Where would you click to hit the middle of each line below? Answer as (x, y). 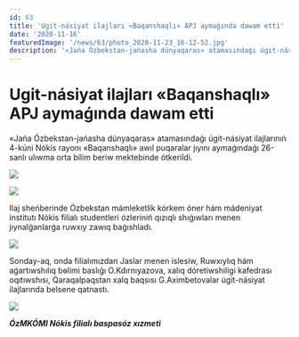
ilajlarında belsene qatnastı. (59, 290)
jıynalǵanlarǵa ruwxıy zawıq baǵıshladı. (81, 227)
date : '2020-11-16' (45, 34)
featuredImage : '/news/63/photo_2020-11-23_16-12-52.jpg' (119, 42)
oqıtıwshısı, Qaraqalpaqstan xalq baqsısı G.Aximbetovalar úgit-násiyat (137, 280)
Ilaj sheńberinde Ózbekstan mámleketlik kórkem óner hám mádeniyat (136, 208)
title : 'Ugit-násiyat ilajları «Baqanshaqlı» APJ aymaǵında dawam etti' (147, 26)
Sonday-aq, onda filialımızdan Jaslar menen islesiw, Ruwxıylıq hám (131, 261)
